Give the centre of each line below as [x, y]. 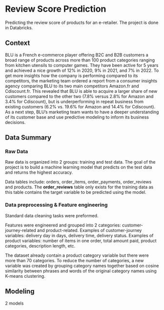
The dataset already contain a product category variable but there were [77, 255]
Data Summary [28, 138]
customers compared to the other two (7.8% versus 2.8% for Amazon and [79, 96]
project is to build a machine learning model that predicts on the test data [79, 167]
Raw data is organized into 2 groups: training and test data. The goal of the [80, 162]
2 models [14, 303]
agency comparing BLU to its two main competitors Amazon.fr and [72, 86]
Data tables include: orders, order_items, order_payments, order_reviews [78, 182]
